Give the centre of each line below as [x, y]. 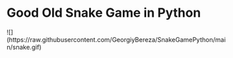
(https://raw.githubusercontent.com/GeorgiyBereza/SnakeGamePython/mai [116, 39]
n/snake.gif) [24, 47]
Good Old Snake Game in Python [104, 13]
